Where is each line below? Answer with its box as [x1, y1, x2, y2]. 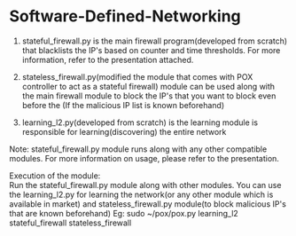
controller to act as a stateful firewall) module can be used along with [21, 81, 276, 91]
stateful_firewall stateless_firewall [9, 217, 132, 228]
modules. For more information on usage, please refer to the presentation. [9, 153, 279, 163]
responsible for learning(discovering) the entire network [21, 126, 227, 137]
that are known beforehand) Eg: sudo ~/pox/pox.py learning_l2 [9, 208, 239, 218]
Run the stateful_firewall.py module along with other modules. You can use [9, 179, 282, 190]
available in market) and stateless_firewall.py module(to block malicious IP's [9, 198, 286, 209]
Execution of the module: [9, 170, 101, 181]
